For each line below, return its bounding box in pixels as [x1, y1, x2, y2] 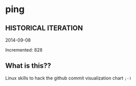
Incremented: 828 [5, 47, 43, 53]
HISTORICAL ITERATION [5, 24, 83, 32]
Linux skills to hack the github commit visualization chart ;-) [5, 75, 132, 81]
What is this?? [5, 62, 51, 70]
